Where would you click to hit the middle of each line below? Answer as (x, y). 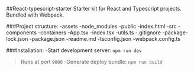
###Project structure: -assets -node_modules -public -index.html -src (91, 26)
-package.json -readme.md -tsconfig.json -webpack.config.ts (105, 39)
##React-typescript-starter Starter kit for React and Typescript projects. (94, 9)
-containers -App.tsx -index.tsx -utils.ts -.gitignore (100, 33)
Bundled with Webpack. (35, 15)
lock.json (17, 39)
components (22, 33)
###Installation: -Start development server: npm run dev (74, 50)
